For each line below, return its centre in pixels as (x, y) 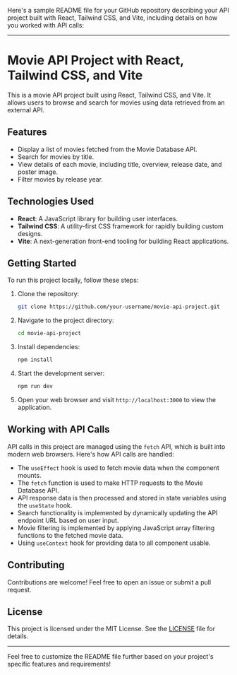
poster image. (38, 172)
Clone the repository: (48, 294)
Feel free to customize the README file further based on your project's (110, 657)
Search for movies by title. (55, 157)
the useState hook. (45, 505)
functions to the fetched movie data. (70, 535)
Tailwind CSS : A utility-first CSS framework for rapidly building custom (120, 226)
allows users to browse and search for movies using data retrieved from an (116, 102)
